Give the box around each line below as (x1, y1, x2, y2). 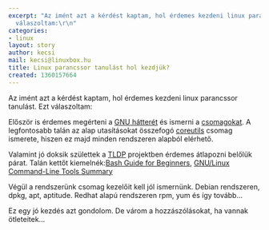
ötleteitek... (8, 214, 46, 224)
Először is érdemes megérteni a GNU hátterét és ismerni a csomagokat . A (8, 117, 251, 126)
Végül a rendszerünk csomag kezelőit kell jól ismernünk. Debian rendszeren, (8, 181, 260, 192)
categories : (8, 26, 48, 34)
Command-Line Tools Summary (8, 166, 114, 176)
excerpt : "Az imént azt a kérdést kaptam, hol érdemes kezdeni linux (8, 11, 246, 20)
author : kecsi (8, 49, 56, 57)
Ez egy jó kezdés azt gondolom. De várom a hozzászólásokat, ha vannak (8, 205, 248, 216)
